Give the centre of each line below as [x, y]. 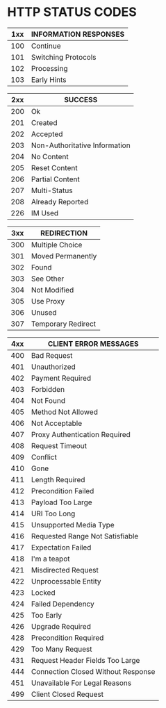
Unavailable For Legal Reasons [81, 683]
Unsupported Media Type [73, 525]
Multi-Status [52, 190]
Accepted [47, 134]
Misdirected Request [65, 570]
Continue [46, 46]
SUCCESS [81, 99]
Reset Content [54, 167]
